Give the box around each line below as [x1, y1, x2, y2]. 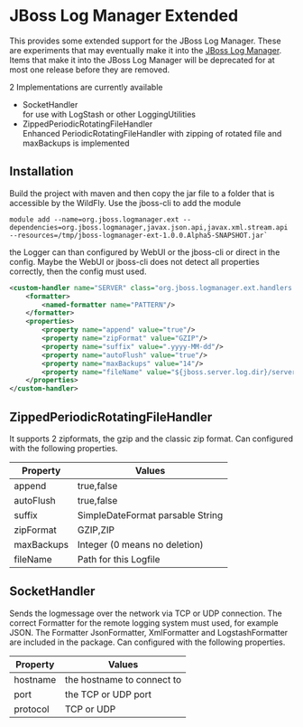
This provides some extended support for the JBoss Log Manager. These [9, 35, 281, 46]
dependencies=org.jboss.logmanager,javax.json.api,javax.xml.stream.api [9, 222, 289, 231]
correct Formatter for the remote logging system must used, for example [9, 617, 279, 628]
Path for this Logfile [77, 552, 161, 565]
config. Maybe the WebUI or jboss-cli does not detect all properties [9, 256, 260, 267]
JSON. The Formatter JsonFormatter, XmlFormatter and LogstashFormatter [9, 627, 289, 637]
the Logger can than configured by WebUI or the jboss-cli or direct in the [9, 246, 280, 258]
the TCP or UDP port [64, 688, 151, 701]
